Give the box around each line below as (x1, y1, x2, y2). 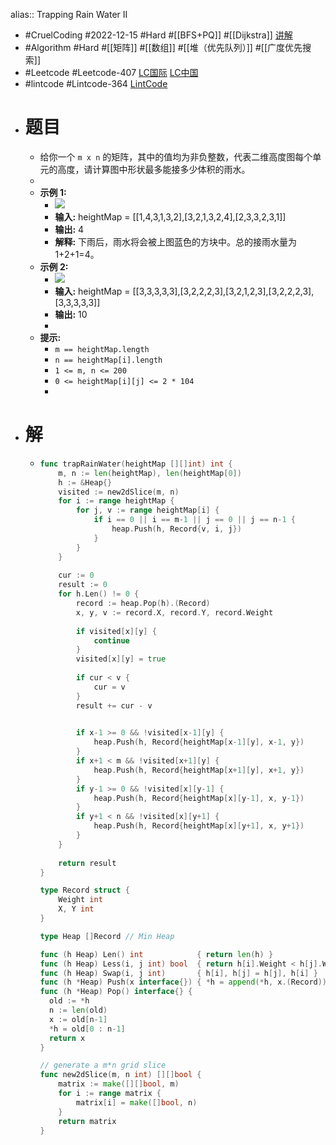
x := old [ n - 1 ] (48, 1014, 108, 1024)
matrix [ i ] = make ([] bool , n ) (75, 1097, 198, 1108)
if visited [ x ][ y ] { (75, 626, 157, 636)
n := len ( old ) (48, 1005, 108, 1015)
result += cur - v (75, 700, 153, 711)
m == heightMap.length (54, 344, 150, 354)
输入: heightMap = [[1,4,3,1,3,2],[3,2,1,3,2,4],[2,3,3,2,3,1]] (54, 210, 287, 223)
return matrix (58, 1116, 117, 1126)
